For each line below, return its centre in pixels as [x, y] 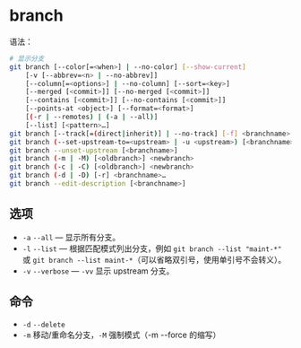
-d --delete [43, 325]
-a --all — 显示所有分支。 [71, 237]
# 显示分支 [27, 58]
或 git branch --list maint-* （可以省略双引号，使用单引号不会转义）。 [154, 259]
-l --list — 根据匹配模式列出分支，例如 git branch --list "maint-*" [152, 248]
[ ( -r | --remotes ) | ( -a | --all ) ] [92, 117]
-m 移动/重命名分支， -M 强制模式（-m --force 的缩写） [121, 335]
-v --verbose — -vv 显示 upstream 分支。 [98, 271]
